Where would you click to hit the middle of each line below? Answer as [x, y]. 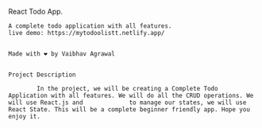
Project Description [42, 75]
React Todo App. [36, 12]
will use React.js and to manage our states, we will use [127, 103]
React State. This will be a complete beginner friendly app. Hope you [129, 110]
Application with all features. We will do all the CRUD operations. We [131, 95]
